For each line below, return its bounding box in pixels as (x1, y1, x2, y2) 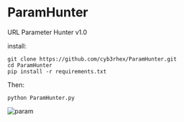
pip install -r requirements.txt (7, 68, 107, 75)
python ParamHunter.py (7, 94, 75, 101)
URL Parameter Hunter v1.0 (7, 28, 88, 36)
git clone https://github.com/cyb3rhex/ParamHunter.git (7, 55, 177, 63)
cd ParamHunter (7, 61, 53, 68)
